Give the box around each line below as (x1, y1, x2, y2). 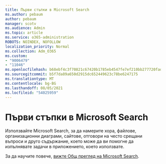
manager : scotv (5, 21, 37, 26)
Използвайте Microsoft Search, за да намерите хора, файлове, (5, 128, 137, 134)
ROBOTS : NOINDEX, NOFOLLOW (5, 40, 61, 45)
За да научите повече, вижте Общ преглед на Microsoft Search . (5, 153, 139, 159)
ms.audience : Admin (5, 26, 45, 31)
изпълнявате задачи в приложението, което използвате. (5, 144, 124, 150)
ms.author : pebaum (5, 12, 43, 17)
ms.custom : (5, 53, 28, 58)
